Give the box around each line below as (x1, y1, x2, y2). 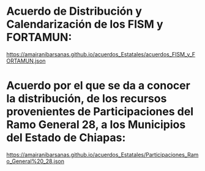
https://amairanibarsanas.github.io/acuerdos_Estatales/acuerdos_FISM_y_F (6, 50, 196, 58)
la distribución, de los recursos (6, 92, 167, 105)
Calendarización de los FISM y (6, 17, 163, 31)
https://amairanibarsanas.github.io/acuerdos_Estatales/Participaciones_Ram (6, 151, 199, 158)
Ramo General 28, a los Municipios (6, 118, 186, 132)
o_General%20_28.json (6, 158, 65, 165)
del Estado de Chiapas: (6, 131, 126, 145)
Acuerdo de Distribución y (6, 4, 143, 18)
